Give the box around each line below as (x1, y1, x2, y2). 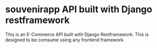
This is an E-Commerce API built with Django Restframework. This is (5, 31, 149, 37)
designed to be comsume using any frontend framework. (5, 37, 125, 43)
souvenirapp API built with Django (5, 4, 152, 15)
